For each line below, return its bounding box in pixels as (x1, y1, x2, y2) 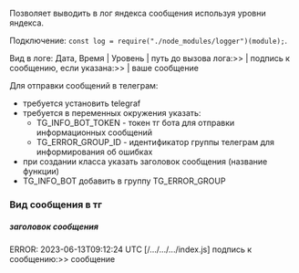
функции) (22, 166, 59, 176)
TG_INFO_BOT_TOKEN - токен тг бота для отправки (36, 118, 235, 128)
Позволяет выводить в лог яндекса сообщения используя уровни (9, 8, 266, 18)
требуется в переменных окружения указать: (22, 108, 201, 118)
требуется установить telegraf (22, 98, 141, 109)
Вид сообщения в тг (9, 198, 103, 211)
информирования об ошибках (36, 146, 153, 157)
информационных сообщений (36, 127, 153, 138)
